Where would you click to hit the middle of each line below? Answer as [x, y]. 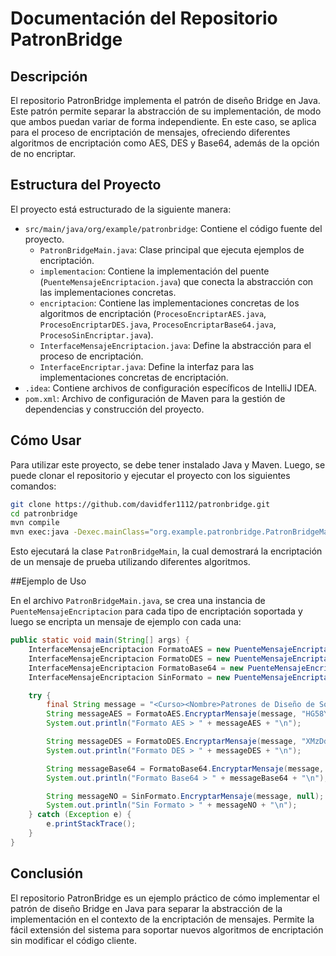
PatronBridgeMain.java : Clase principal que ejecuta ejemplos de [172, 249]
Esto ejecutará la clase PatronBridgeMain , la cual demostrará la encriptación [166, 551]
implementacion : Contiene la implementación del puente [154, 271]
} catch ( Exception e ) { [80, 815]
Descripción [49, 76]
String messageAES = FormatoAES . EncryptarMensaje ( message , [172, 714]
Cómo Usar [46, 440]
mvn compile [35, 523]
